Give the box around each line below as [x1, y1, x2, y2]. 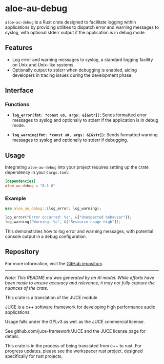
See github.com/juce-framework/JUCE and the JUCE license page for [5, 328, 146, 334]
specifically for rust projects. [5, 353, 62, 359]
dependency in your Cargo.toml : [5, 170, 70, 175]
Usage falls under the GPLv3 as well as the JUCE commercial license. [5, 319, 145, 324]
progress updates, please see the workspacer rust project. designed [5, 348, 143, 354]
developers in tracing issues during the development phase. [12, 72, 133, 78]
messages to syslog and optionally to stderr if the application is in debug [12, 117, 159, 123]
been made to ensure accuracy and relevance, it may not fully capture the [5, 279, 155, 286]
